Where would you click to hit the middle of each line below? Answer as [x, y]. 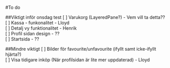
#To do [13, 7]
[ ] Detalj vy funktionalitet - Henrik [41, 28]
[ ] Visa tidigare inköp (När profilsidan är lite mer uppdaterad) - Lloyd [78, 60]
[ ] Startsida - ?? [22, 39]
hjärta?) [13, 54]
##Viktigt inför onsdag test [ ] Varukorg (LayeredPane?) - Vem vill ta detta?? [85, 17]
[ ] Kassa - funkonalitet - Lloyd [37, 23]
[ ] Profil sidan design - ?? [33, 33]
